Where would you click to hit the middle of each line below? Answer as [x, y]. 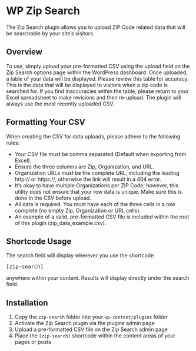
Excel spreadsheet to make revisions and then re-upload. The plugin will [94, 97]
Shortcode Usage [39, 241]
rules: [13, 143]
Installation [27, 302]
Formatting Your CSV [46, 122]
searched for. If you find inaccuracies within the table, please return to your [97, 91]
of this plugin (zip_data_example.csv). [60, 223]
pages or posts [33, 342]
